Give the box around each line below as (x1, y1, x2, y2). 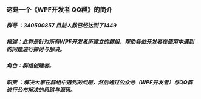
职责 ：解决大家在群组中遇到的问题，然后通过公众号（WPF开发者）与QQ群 (6, 78, 193, 86)
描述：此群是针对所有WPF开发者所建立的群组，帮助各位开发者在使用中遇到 (6, 38, 194, 45)
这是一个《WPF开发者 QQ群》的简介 (6, 5, 113, 13)
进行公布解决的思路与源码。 (6, 86, 76, 94)
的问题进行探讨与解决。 (6, 46, 65, 53)
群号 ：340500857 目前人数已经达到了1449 (6, 21, 117, 29)
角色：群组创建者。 (6, 62, 55, 69)
